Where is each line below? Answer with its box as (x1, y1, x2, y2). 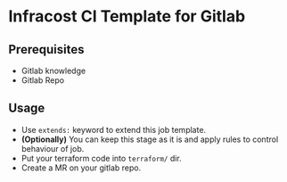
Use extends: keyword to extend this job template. (20, 124, 207, 135)
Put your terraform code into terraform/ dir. (20, 153, 182, 163)
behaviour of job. (20, 143, 85, 153)
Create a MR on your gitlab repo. (20, 162, 142, 173)
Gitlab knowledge (20, 65, 86, 76)
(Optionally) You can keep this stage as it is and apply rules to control (20, 134, 279, 145)
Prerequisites (8, 42, 85, 57)
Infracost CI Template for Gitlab (8, 6, 246, 27)
